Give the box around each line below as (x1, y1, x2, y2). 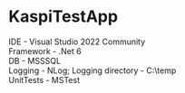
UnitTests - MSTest (8, 74, 81, 85)
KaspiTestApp (8, 6, 119, 27)
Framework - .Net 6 (8, 45, 83, 56)
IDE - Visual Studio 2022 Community (8, 36, 146, 47)
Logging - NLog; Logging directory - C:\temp (8, 65, 177, 76)
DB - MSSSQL (8, 55, 61, 66)
